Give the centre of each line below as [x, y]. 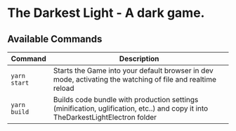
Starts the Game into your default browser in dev [133, 70]
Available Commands [55, 39]
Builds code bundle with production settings [126, 100]
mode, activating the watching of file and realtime [135, 79]
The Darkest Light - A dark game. [106, 13]
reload [64, 88]
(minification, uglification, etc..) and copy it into [131, 108]
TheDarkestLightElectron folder [105, 117]
